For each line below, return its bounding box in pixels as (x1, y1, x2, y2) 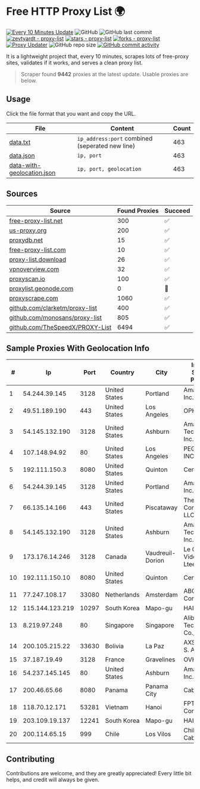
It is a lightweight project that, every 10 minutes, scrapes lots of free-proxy (6, 52, 189, 60)
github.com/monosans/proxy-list (9, 313, 102, 322)
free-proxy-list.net (9, 216, 63, 225)
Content (110, 124, 135, 132)
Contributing (6, 754, 55, 764)
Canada (105, 552, 127, 561)
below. (20, 77, 37, 84)
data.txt (9, 138, 31, 146)
